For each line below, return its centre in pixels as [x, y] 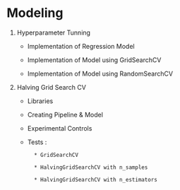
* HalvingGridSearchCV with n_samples [91, 167]
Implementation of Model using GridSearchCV [94, 60]
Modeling [35, 13]
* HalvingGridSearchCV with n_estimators [96, 179]
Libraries [40, 101]
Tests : [37, 142]
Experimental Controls [60, 128]
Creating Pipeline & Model [65, 114]
